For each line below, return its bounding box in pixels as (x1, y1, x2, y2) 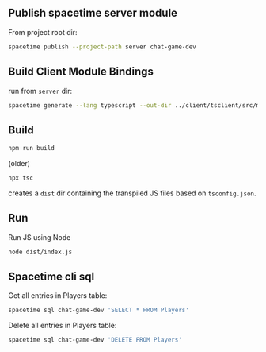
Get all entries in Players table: (8, 291, 108, 300)
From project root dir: (8, 27, 78, 37)
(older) (8, 159, 30, 168)
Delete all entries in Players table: (8, 321, 117, 331)
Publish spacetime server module (8, 6, 178, 20)
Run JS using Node (8, 232, 71, 242)
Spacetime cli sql (8, 270, 95, 284)
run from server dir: (8, 86, 73, 95)
